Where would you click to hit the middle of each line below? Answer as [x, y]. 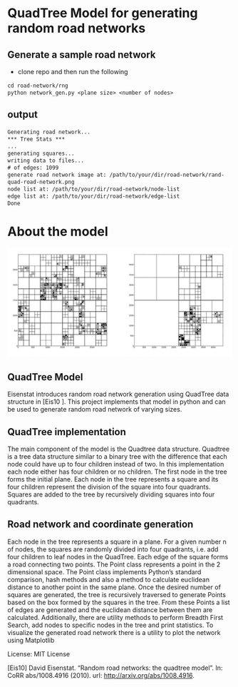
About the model [58, 231]
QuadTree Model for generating [103, 13]
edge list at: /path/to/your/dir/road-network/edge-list [94, 196]
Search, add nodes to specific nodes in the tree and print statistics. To [110, 625]
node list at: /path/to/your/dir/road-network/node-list [94, 189]
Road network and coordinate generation [100, 525]
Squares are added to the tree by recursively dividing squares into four [111, 494]
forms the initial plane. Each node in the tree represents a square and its [113, 479]
